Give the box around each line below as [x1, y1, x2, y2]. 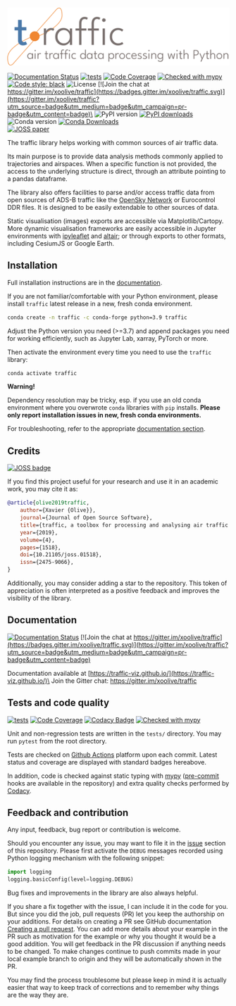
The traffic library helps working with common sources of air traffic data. [7, 138, 218, 146]
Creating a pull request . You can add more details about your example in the [7, 925, 228, 933]
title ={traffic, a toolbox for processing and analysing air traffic [20, 522, 229, 529]
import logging [7, 869, 52, 876]
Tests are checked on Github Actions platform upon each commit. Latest [7, 750, 218, 759]
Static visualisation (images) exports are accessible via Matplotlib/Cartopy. [7, 216, 224, 225]
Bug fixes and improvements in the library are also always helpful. [7, 888, 199, 898]
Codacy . [7, 786, 32, 795]
